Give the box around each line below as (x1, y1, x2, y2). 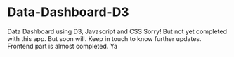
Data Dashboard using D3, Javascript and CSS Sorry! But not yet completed (7, 27, 227, 35)
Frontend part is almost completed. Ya (7, 42, 118, 50)
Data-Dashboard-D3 (7, 4, 129, 20)
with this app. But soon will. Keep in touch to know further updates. (7, 34, 202, 42)
